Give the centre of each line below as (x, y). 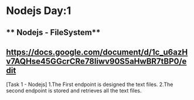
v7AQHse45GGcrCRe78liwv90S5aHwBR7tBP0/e (96, 61)
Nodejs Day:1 (39, 11)
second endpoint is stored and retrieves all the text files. (74, 91)
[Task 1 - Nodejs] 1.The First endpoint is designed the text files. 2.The (90, 85)
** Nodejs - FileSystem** (53, 32)
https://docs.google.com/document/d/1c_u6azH (97, 52)
